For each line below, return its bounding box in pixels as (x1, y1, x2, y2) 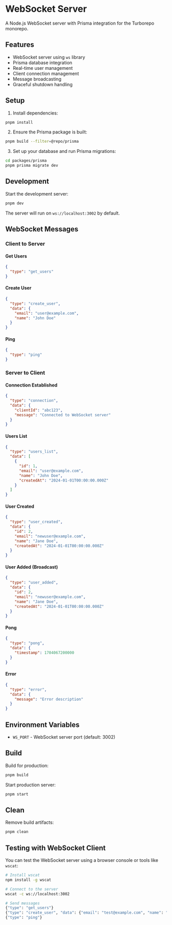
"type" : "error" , (10, 687, 47, 692)
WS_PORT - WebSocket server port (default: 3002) (12, 734, 116, 740)
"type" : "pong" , (10, 641, 45, 646)
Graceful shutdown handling (12, 81, 73, 87)
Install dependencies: (12, 110, 58, 116)
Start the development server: (5, 190, 69, 197)
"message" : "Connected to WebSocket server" (14, 412, 111, 417)
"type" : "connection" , (10, 398, 58, 403)
